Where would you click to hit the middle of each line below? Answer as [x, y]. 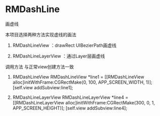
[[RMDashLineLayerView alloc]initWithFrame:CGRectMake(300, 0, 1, [84, 102]
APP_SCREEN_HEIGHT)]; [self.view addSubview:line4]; [70, 108]
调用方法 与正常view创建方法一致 [40, 67]
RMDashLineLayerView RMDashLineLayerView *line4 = [70, 97]
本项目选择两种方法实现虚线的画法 [41, 34]
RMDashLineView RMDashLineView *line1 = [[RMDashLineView [78, 77]
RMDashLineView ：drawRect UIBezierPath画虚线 [64, 45]
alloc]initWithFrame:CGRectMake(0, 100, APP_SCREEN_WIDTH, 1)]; [83, 82]
